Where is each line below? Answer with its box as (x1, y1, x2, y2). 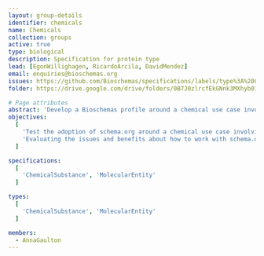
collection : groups (8, 33, 72, 42)
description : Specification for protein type (8, 56, 159, 64)
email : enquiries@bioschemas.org (8, 70, 118, 78)
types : (8, 193, 30, 201)
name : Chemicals (8, 26, 61, 34)
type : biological (8, 48, 65, 56)
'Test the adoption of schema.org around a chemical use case (22, 128, 230, 136)
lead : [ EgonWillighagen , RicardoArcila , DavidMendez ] (8, 63, 189, 71)
